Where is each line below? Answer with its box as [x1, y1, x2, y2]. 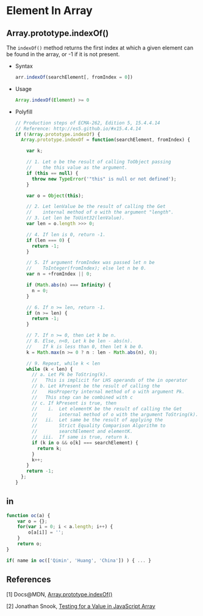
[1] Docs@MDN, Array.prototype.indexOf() [6, 590, 113, 598]
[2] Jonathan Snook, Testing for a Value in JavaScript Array [6, 602, 155, 610]
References [6, 575, 51, 585]
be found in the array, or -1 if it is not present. [6, 51, 120, 58]
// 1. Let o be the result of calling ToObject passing [26, 159, 171, 165]
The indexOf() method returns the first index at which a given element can [6, 44, 194, 51]
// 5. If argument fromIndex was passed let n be [26, 260, 155, 266]
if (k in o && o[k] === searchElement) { [31, 440, 138, 446]
